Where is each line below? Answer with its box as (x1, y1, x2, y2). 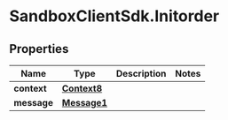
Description (115, 68, 167, 79)
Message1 (61, 97, 108, 109)
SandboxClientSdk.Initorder (9, 6, 220, 26)
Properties (9, 41, 69, 56)
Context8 (61, 82, 103, 94)
